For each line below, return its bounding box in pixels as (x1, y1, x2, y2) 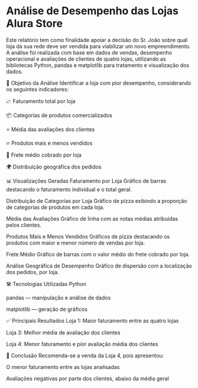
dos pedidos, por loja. (6, 268, 59, 275)
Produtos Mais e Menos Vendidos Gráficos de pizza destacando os (6, 233, 170, 240)
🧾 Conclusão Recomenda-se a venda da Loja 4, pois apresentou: (6, 352, 164, 359)
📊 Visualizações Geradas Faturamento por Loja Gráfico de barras (6, 177, 167, 185)
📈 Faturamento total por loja (6, 97, 76, 104)
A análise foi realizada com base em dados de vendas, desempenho (6, 49, 173, 56)
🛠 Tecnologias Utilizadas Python (6, 280, 87, 287)
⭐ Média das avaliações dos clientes (6, 126, 95, 133)
